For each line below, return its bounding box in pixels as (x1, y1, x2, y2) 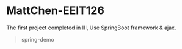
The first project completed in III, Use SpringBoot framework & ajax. (6, 24, 177, 31)
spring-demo (21, 36, 55, 43)
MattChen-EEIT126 (6, 4, 105, 18)
